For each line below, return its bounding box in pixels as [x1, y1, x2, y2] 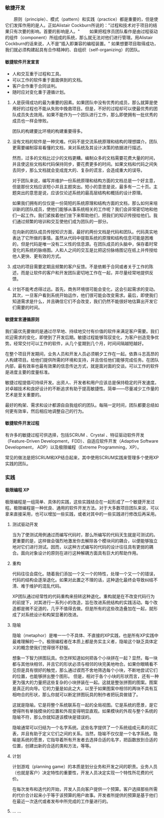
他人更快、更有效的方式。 [12, 253, 64, 259]
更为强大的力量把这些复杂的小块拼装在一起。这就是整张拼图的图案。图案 [12, 679, 158, 685]
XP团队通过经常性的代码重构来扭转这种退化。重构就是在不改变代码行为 [12, 593, 155, 599]
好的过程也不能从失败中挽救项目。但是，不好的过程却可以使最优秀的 [16, 105, 154, 111]
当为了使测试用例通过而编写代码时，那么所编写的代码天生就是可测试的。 [12, 532, 158, 538]
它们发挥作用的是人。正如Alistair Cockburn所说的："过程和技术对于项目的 [5, 22, 153, 28]
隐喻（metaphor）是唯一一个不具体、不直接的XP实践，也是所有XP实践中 [12, 633, 159, 638]
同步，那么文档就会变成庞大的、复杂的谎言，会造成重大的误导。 [16, 167, 145, 173]
